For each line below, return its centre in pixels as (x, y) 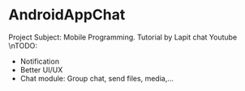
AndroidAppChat (67, 15)
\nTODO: (23, 45)
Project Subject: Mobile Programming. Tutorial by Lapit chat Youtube (123, 37)
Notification (39, 61)
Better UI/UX (41, 69)
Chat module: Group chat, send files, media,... (97, 78)
